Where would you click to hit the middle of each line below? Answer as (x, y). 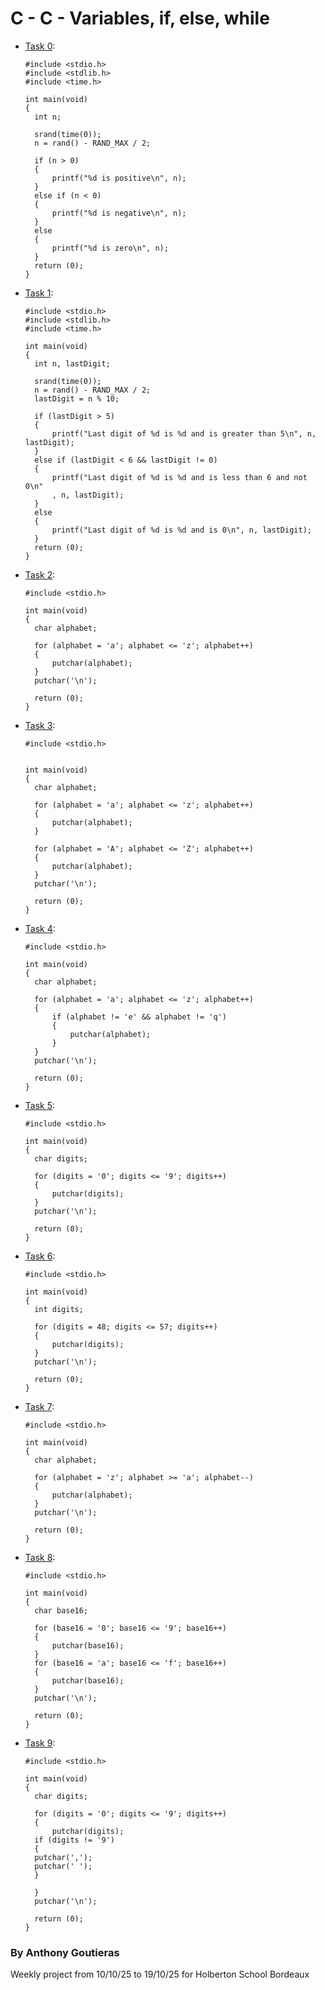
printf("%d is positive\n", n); (119, 178)
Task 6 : (40, 1256)
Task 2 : (40, 574)
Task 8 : (40, 1557)
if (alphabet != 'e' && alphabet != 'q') (139, 1017)
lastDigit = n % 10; (77, 398)
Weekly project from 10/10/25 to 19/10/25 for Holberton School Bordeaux (160, 1974)
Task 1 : (39, 293)
